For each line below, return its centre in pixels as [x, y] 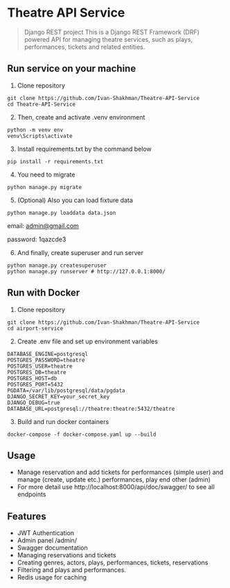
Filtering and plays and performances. [72, 570]
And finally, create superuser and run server [80, 252]
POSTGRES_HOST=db [32, 378]
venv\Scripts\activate [40, 136]
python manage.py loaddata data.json [62, 213]
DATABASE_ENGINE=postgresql [48, 354]
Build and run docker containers [63, 421]
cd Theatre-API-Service [42, 104]
